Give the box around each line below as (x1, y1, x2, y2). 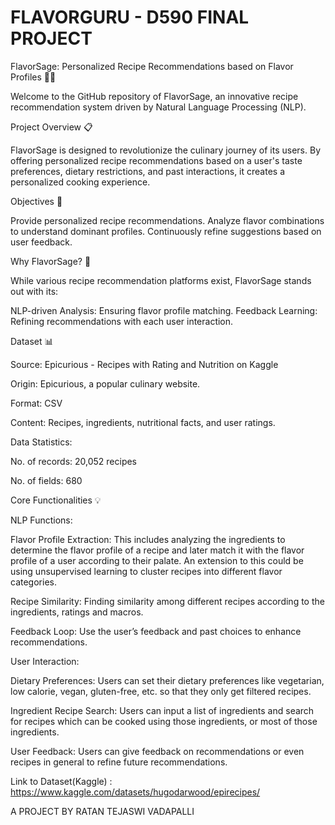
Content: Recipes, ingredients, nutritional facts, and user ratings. (10, 416, 276, 428)
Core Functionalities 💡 (10, 494, 102, 506)
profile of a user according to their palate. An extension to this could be (10, 554, 304, 566)
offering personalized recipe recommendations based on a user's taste (10, 154, 303, 166)
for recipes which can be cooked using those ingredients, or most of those (10, 715, 318, 727)
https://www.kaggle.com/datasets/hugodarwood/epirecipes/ (10, 786, 261, 798)
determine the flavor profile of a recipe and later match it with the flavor (10, 544, 305, 556)
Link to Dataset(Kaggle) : (10, 775, 113, 787)
